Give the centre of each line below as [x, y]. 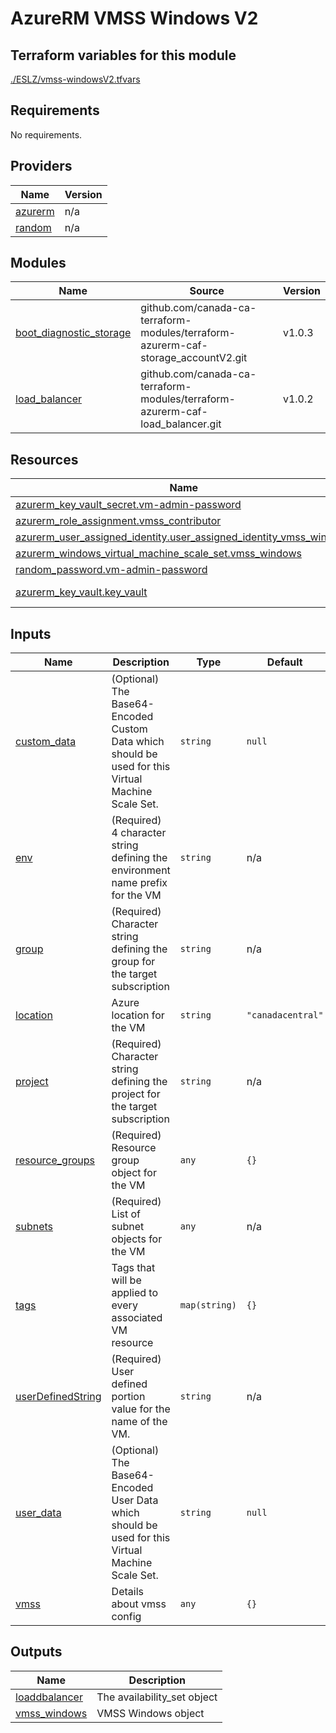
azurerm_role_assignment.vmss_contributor [118, 521]
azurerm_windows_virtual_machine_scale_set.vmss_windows [158, 554]
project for [136, 1094]
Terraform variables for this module [123, 55]
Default [284, 662]
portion [128, 1397]
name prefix [139, 883]
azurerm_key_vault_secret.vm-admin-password [128, 505]
